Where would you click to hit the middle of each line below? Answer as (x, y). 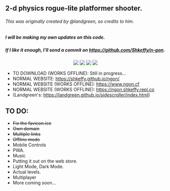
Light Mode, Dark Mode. (38, 167)
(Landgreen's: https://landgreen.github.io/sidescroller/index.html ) (81, 95)
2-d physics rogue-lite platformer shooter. (74, 8)
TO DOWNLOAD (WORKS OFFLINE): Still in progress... (69, 73)
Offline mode (26, 140)
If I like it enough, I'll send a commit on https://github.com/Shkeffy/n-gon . (85, 50)
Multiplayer (24, 177)
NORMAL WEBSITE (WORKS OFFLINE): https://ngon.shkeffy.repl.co (83, 90)
